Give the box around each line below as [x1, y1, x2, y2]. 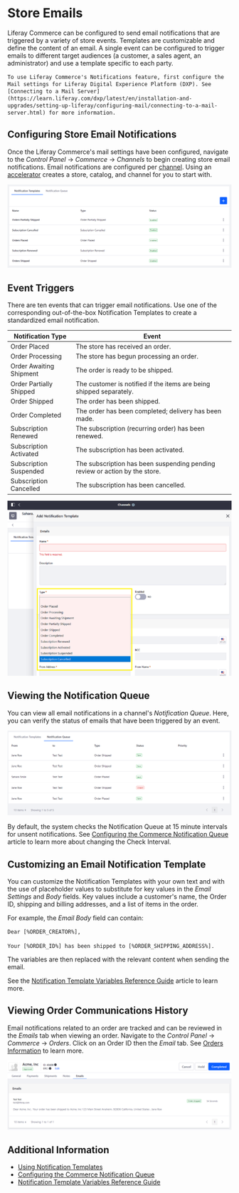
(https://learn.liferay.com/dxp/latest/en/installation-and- [7, 95, 193, 102]
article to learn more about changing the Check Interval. [7, 837, 171, 846]
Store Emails [7, 5, 83, 21]
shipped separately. [75, 387, 134, 396]
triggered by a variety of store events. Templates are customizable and [7, 36, 215, 44]
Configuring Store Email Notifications [7, 128, 177, 140]
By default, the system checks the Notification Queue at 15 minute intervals [7, 822, 228, 831]
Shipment [10, 369, 39, 378]
